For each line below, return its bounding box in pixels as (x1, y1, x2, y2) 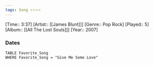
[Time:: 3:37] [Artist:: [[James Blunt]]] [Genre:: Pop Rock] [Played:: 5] (5, 21, 149, 27)
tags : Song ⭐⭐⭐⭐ (5, 7, 41, 13)
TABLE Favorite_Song (5, 50, 49, 55)
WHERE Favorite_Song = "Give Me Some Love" (5, 55, 98, 60)
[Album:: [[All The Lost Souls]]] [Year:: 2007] (5, 26, 98, 33)
